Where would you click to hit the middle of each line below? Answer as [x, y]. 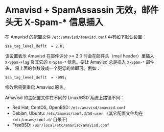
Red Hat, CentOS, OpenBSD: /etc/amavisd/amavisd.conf [69, 107]
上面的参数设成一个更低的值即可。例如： [60, 68]
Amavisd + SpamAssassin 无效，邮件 [82, 10]
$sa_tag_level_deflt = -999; [36, 77]
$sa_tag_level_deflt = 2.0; [35, 46]
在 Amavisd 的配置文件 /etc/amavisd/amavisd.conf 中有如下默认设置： [76, 37]
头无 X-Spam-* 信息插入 [54, 22]
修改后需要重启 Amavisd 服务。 [36, 87]
